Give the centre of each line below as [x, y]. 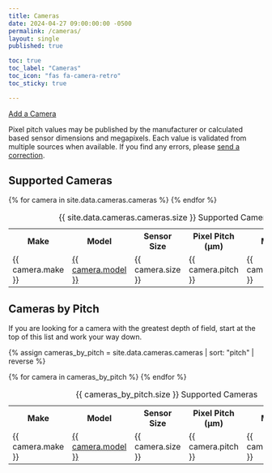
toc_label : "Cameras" [45, 69]
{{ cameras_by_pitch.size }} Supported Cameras [167, 394]
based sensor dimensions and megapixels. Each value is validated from [127, 138]
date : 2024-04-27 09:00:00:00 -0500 [70, 24]
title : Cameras [34, 16]
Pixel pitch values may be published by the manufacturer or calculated [126, 129]
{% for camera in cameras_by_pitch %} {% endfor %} [98, 377]
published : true [36, 46]
